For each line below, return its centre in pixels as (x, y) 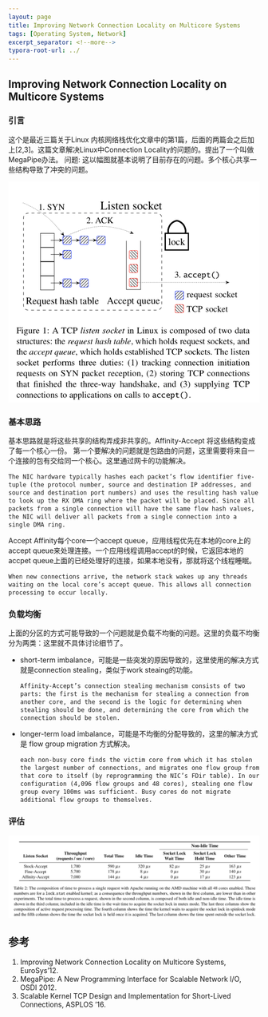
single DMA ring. (37, 524)
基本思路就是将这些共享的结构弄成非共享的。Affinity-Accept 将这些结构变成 (132, 440)
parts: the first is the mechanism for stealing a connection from (134, 694)
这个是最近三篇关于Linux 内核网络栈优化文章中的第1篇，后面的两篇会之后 (128, 139)
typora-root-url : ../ (44, 51)
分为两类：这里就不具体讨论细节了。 (68, 643)
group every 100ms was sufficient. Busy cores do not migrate (125, 792)
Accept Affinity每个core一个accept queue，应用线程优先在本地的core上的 (130, 540)
